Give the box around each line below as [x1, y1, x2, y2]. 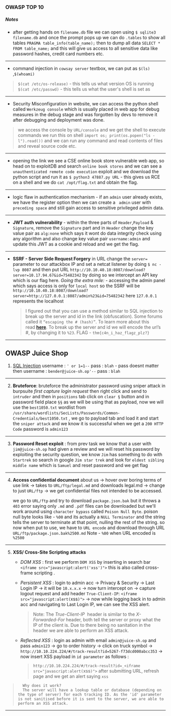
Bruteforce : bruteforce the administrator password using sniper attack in [12, 382, 166, 389]
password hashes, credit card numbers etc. [12, 50, 104, 57]
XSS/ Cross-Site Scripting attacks [12, 549, 87, 555]
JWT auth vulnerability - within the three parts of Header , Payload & [12, 219, 154, 225]
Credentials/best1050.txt [12, 416, 68, 421]
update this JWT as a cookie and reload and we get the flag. [12, 241, 139, 247]
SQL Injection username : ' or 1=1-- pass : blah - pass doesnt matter [12, 363, 159, 369]
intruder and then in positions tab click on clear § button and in [12, 393, 149, 399]
